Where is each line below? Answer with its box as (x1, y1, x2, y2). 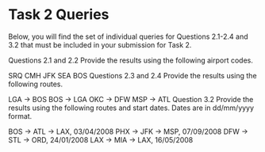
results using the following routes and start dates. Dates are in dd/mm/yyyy (8, 103, 255, 112)
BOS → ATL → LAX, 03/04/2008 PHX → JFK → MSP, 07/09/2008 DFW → (8, 127, 248, 136)
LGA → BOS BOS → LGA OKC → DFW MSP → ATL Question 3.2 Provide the (8, 94, 254, 104)
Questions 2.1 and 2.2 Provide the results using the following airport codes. (8, 55, 254, 65)
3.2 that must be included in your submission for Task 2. (8, 40, 192, 49)
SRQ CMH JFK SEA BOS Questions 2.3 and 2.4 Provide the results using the (8, 70, 257, 80)
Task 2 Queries (8, 6, 109, 24)
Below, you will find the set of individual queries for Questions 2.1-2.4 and (8, 32, 248, 41)
